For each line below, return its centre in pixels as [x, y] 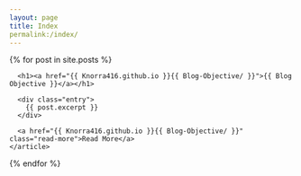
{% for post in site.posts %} [61, 60]
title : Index [34, 26]
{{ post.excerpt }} [62, 108]
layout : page [34, 18]
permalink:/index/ [44, 34]
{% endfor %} [35, 163]
